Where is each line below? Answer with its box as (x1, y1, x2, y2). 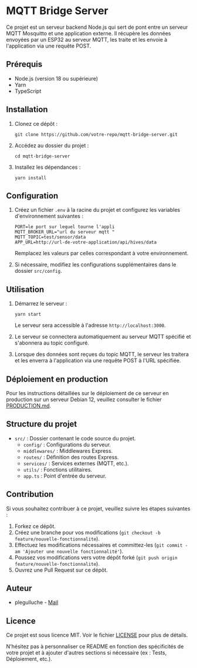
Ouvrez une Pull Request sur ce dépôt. (14, 566, 108, 573)
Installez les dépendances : (14, 163, 81, 171)
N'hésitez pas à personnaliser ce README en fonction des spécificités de (6, 643, 184, 650)
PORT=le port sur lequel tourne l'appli (14, 224, 115, 230)
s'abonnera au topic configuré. (14, 339, 90, 346)
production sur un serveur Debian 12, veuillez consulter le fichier (6, 396, 162, 403)
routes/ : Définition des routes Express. (23, 453, 119, 460)
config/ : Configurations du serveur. (23, 441, 111, 448)
